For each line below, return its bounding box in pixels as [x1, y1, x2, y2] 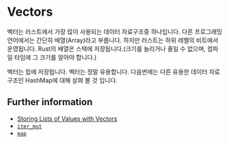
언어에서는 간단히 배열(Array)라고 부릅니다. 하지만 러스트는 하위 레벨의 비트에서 [7, 35, 219, 44]
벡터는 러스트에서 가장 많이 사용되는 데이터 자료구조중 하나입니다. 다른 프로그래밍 [7, 27, 223, 35]
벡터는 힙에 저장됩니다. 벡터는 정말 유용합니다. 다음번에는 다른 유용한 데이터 [7, 68, 208, 76]
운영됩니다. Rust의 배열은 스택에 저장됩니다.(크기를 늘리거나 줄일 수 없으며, [7, 44, 206, 53]
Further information [7, 96, 93, 108]
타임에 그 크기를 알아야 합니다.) [14, 53, 97, 61]
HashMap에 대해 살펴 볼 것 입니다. [25, 76, 118, 84]
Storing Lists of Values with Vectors [16, 114, 118, 123]
